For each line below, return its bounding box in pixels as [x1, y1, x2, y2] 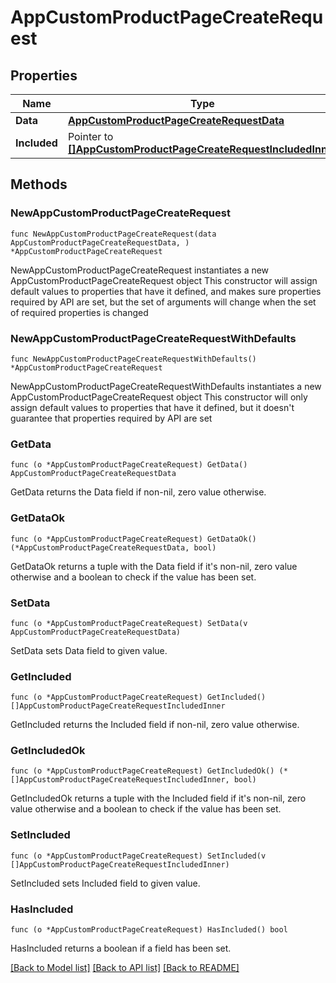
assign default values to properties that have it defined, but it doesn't [10, 401, 295, 413]
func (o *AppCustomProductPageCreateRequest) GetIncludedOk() [10, 766, 275, 776]
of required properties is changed [10, 306, 149, 318]
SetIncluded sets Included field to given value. [10, 877, 201, 889]
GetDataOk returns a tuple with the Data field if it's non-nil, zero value [10, 560, 298, 572]
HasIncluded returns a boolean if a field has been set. [10, 942, 232, 955]
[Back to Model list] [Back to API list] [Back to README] [10, 962, 240, 974]
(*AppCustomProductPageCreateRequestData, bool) [10, 542, 217, 553]
